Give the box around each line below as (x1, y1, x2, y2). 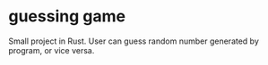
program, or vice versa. (8, 45, 95, 55)
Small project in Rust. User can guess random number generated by (8, 36, 259, 46)
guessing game (8, 6, 126, 27)
